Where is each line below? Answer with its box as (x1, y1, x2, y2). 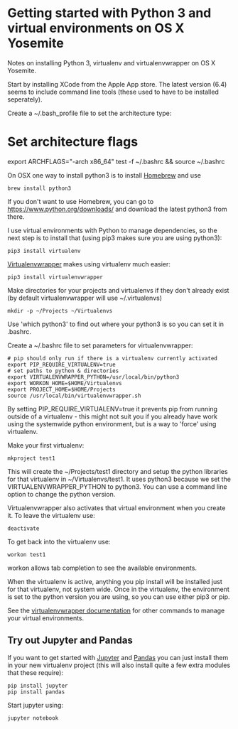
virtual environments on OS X (7, 20, 185, 36)
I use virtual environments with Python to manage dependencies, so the (7, 226, 218, 234)
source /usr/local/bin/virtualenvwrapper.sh (7, 392, 141, 399)
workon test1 (7, 551, 46, 558)
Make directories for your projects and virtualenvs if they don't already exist (7, 286, 229, 294)
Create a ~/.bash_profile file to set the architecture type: (7, 109, 172, 117)
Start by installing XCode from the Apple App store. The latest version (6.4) (7, 80, 227, 88)
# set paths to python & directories (7, 367, 119, 374)
